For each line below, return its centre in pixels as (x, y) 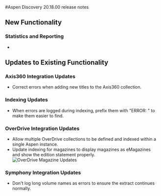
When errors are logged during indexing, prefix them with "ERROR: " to (83, 110)
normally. (22, 189)
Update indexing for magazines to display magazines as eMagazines (81, 149)
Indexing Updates (26, 100)
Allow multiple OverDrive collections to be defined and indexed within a (84, 139)
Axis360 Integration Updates (40, 76)
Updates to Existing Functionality (57, 62)
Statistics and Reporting (34, 36)
